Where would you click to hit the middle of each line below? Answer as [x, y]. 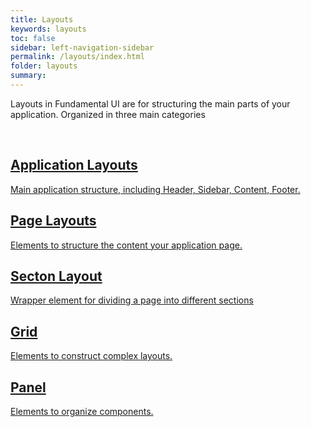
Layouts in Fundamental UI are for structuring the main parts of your [150, 103]
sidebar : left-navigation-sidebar [82, 47]
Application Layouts [74, 165]
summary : [28, 76]
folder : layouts [44, 66]
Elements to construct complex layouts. [91, 356]
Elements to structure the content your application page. [126, 245]
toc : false [33, 38]
